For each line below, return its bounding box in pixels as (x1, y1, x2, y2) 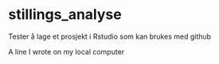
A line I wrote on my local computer (8, 47, 125, 56)
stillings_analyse (8, 6, 122, 24)
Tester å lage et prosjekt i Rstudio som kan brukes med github (8, 32, 212, 41)
